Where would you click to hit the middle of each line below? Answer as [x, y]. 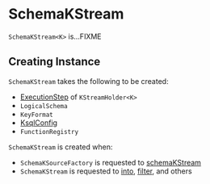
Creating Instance [55, 62]
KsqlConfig [39, 123]
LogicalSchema [44, 106]
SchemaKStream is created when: [61, 147]
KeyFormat [37, 115]
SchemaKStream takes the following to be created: [88, 81]
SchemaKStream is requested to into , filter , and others [106, 171]
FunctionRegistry [49, 132]
